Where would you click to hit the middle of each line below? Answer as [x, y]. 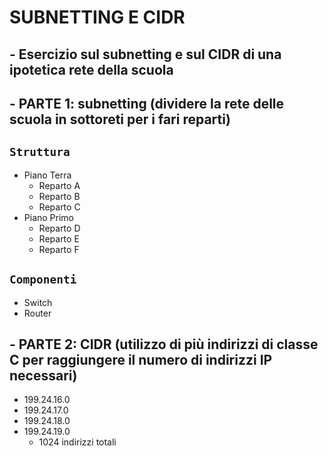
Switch [38, 302]
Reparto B [59, 196]
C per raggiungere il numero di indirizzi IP [141, 359]
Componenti [43, 279]
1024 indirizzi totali [77, 442]
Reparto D [59, 228]
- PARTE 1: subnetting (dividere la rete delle [147, 103]
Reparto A [59, 185]
